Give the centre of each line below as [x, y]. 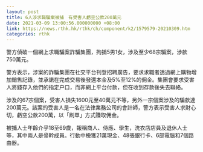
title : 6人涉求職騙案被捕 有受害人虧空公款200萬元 [64, 17]
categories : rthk [28, 34]
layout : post [23, 12]
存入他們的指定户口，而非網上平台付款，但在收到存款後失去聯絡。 [104, 87]
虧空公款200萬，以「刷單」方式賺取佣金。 [69, 115]
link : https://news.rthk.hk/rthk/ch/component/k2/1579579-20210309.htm [98, 29]
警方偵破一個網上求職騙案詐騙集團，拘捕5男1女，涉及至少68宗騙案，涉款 [97, 52]
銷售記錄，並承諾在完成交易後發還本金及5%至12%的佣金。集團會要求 [98, 80]
